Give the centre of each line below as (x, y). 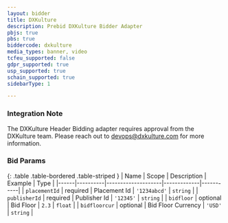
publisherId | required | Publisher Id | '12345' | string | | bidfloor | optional (114, 198)
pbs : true (21, 39)
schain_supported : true (41, 77)
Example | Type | (31, 183)
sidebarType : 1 (29, 84)
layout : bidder (29, 13)
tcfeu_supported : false (41, 58)
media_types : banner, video (47, 52)
